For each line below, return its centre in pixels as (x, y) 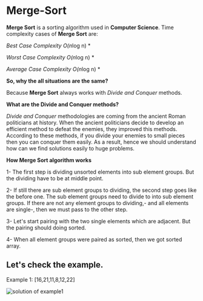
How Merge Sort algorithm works (49, 160)
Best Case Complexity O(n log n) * (48, 46)
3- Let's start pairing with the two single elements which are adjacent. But (98, 221)
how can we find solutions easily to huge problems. (71, 148)
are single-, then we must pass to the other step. (67, 209)
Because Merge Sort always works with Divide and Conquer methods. (94, 92)
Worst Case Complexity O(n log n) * (50, 57)
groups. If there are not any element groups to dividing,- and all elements (98, 203)
